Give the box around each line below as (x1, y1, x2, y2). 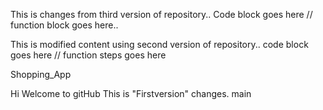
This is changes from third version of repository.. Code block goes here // (10, 9, 313, 20)
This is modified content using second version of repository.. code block (10, 39, 309, 50)
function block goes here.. (10, 19, 119, 31)
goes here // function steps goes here (10, 49, 167, 61)
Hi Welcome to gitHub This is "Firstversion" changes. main (10, 88, 252, 99)
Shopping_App (10, 69, 72, 80)
